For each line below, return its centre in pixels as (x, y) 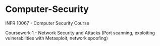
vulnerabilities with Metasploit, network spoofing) (57, 38)
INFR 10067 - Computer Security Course (47, 23)
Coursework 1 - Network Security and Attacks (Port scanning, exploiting (80, 32)
